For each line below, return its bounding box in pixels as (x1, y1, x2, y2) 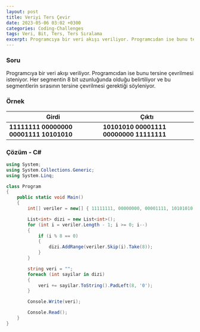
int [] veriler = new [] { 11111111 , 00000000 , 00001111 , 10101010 (27, 206, 193, 212)
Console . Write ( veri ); (27, 299, 82, 305)
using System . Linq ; (6, 172, 55, 179)
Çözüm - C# (6, 148, 42, 156)
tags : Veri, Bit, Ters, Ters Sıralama (6, 31, 102, 37)
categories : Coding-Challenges (6, 25, 84, 32)
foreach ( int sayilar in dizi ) (27, 271, 105, 277)
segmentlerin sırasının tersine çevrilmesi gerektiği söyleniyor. (6, 82, 156, 89)
